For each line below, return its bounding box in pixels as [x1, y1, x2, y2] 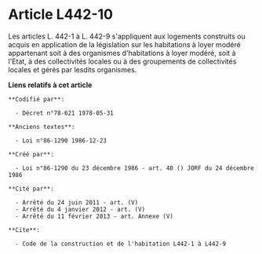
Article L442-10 [8, 6, 114, 24]
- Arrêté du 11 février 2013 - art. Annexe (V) [15, 212, 174, 220]
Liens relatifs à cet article [8, 80, 93, 90]
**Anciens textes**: [8, 123, 76, 131]
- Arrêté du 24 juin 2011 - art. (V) [15, 198, 139, 206]
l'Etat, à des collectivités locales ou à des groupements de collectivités [8, 57, 237, 66]
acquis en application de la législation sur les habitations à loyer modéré [8, 39, 241, 49]
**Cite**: [8, 226, 41, 234]
